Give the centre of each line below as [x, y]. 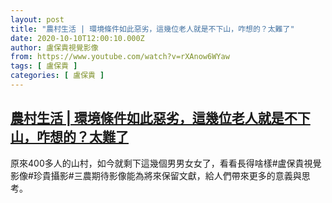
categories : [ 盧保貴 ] [57, 76]
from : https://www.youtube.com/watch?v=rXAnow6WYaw [120, 57]
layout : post [37, 19]
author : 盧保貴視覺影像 [54, 47]
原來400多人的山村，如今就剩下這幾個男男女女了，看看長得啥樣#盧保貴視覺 [166, 163]
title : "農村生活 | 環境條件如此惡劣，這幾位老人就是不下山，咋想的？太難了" [152, 29]
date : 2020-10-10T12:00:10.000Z [77, 38]
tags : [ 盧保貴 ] [44, 66]
